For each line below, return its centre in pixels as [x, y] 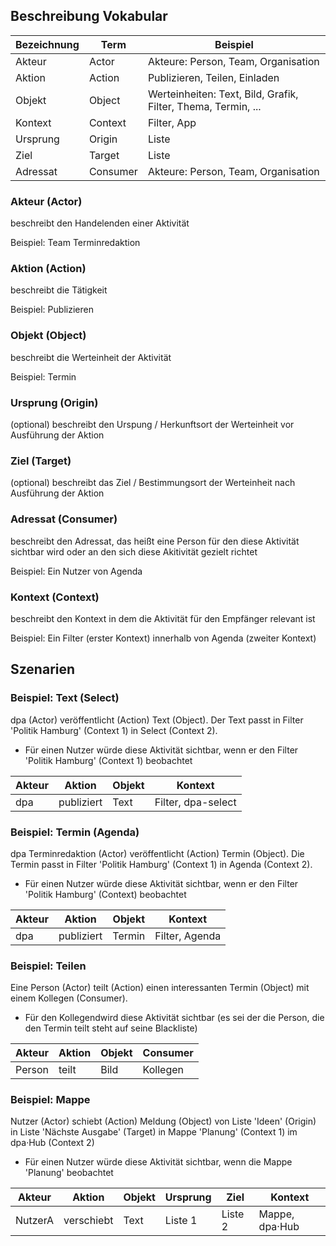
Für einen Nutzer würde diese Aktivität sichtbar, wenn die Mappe [158, 1162]
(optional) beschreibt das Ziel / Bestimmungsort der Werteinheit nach [153, 483]
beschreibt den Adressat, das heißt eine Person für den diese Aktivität [155, 541]
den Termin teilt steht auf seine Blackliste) [111, 1028]
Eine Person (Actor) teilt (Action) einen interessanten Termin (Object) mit [160, 988]
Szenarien [43, 669]
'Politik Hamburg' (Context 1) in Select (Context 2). [114, 730]
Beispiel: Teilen [48, 966]
